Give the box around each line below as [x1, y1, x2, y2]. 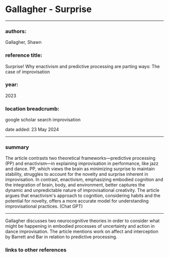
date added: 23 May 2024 [5, 126, 59, 133]
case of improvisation [5, 69, 50, 75]
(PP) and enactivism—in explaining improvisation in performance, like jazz [5, 160, 159, 167]
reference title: [5, 52, 43, 59]
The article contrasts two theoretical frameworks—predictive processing [5, 155, 156, 161]
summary [5, 144, 29, 151]
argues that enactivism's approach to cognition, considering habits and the [5, 192, 161, 199]
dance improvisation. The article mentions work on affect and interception [5, 228, 158, 235]
